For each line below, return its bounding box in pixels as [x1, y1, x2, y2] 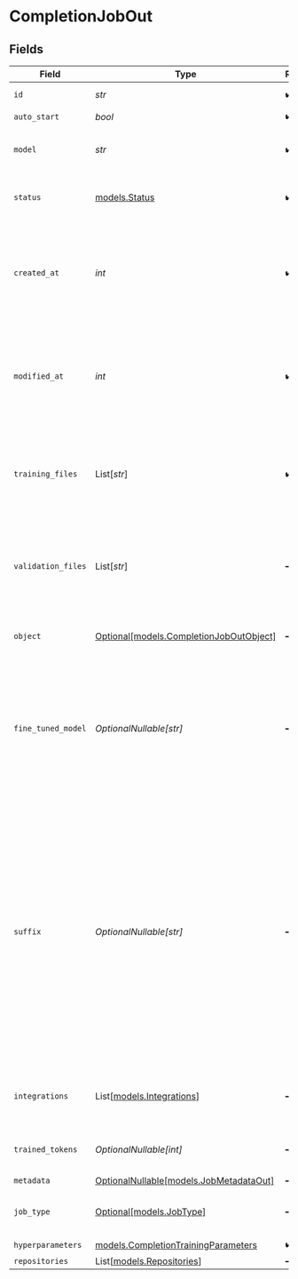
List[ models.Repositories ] [94, 1255, 202, 1267]
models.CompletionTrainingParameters [94, 1238, 257, 1251]
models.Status [94, 191, 155, 204]
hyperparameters [13, 1240, 82, 1250]
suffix [13, 927, 42, 937]
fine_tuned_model [13, 723, 87, 733]
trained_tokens [13, 1145, 78, 1155]
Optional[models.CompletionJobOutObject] [94, 630, 277, 642]
